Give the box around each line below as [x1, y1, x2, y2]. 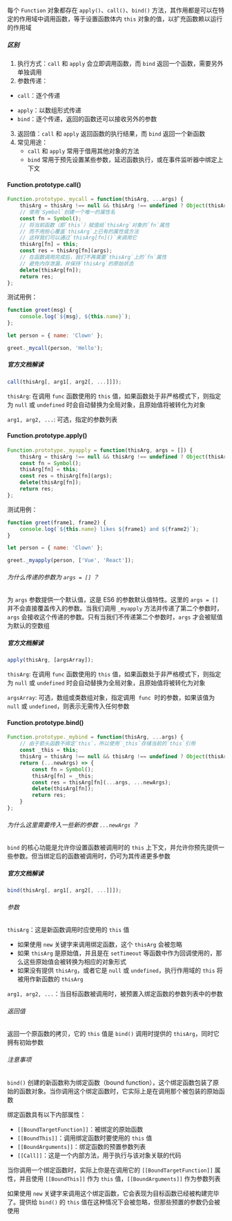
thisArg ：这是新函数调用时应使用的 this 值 [7, 926, 130, 934]
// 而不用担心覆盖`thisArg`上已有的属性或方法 [19, 228, 139, 235]
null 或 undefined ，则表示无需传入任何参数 [7, 702, 130, 710]
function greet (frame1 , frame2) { [7, 519, 107, 526]
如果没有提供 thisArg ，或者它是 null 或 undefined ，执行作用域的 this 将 [17, 966, 223, 975]
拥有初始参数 [7, 1038, 43, 1046]
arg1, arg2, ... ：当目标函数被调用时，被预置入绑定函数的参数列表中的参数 [7, 990, 223, 998]
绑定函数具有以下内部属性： [7, 1110, 86, 1118]
